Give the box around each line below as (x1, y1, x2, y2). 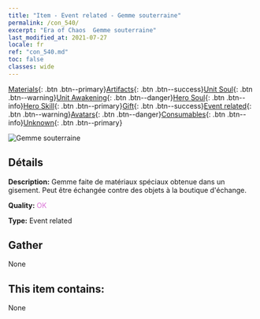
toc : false (8, 56, 44, 64)
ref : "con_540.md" (8, 48, 69, 56)
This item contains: (8, 282, 105, 295)
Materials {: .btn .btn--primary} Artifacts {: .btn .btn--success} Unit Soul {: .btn (8, 84, 254, 94)
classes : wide (8, 63, 55, 71)
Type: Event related (8, 216, 72, 225)
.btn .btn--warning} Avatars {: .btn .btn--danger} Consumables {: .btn (8, 109, 226, 119)
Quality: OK (8, 200, 47, 210)
